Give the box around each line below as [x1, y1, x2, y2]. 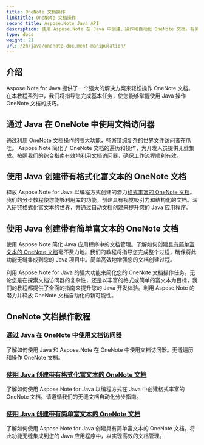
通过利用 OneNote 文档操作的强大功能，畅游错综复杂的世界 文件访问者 [6, 137, 181, 144]
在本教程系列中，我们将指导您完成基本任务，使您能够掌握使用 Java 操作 [6, 92, 186, 99]
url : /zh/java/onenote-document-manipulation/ [6, 43, 126, 49]
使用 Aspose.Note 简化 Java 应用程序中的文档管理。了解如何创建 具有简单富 [6, 241, 195, 248]
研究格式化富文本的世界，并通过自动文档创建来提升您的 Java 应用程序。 [11, 204, 192, 211]
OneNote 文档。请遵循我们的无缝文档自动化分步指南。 [6, 393, 142, 400]
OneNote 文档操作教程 [6, 311, 91, 322]
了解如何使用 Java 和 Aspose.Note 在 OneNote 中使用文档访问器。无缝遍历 [6, 346, 194, 354]
